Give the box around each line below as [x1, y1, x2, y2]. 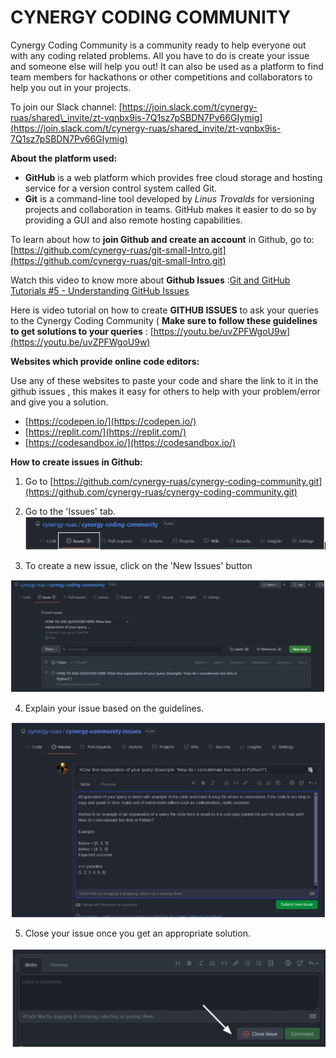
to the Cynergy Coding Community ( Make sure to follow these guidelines [10, 314, 318, 326]
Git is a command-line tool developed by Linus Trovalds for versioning [24, 192, 315, 205]
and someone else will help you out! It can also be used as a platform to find [10, 60, 324, 72]
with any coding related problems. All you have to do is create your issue [10, 49, 310, 61]
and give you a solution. [10, 396, 109, 408]
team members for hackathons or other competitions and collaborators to [10, 71, 313, 83]
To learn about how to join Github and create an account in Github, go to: [10, 233, 315, 245]
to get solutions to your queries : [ [10, 325, 154, 337]
